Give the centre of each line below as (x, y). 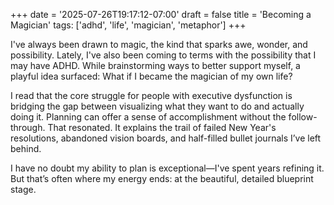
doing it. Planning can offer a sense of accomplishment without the (148, 117)
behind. (26, 148)
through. (28, 127)
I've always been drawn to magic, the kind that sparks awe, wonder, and (159, 44)
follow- (303, 117)
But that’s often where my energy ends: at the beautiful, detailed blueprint (162, 178)
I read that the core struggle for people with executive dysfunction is (151, 95)
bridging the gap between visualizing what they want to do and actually (157, 106)
